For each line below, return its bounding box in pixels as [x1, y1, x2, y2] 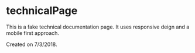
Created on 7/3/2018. [6, 41, 57, 48]
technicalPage [6, 4, 78, 17]
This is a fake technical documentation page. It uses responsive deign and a [6, 23, 190, 30]
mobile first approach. [6, 29, 60, 36]
